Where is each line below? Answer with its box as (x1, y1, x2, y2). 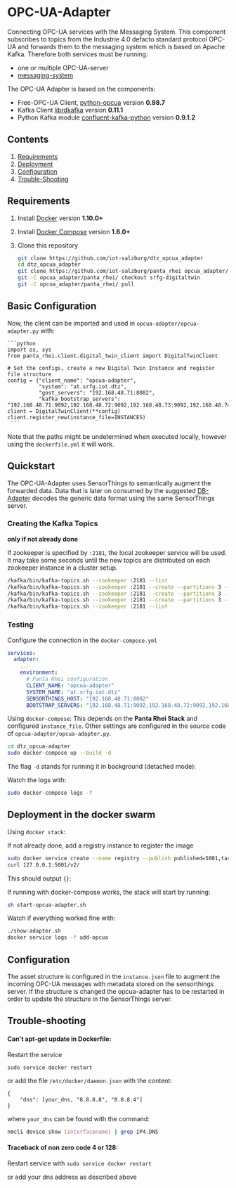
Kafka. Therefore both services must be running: (7, 50, 148, 58)
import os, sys (7, 346, 52, 353)
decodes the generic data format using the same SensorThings (32, 494, 215, 502)
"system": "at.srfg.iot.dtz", (38, 383, 128, 390)
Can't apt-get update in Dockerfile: (7, 1035, 112, 1043)
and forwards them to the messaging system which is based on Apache (17, 42, 225, 51)
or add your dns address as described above (7, 1173, 137, 1181)
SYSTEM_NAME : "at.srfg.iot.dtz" (25, 689, 121, 696)
